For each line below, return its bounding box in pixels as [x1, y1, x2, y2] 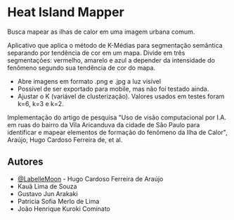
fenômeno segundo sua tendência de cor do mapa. [7, 63, 156, 72]
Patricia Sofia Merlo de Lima [17, 197, 100, 205]
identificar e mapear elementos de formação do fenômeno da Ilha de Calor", [7, 128, 228, 136]
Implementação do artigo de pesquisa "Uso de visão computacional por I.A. [7, 113, 227, 122]
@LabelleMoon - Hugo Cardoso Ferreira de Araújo [17, 174, 164, 183]
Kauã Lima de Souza [17, 182, 77, 190]
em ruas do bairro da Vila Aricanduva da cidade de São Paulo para [7, 120, 200, 129]
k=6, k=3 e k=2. [17, 99, 65, 108]
